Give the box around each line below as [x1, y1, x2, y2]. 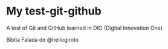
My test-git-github [6, 4, 102, 18]
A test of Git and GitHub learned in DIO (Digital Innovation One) [6, 24, 163, 31]
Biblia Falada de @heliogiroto [6, 36, 79, 43]
